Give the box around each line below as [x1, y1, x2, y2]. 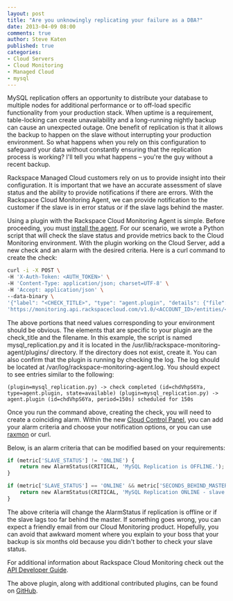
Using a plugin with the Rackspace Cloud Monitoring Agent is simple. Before [7, 217, 225, 225]
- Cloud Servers [7, 56, 54, 63]
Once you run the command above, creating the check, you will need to [7, 408, 212, 416]
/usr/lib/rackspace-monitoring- [132, 340, 221, 349]
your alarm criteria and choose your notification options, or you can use [7, 422, 212, 431]
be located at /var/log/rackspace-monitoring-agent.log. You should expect [7, 363, 221, 371]
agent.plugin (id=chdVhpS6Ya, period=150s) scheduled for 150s [7, 395, 194, 403]
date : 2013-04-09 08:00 [7, 23, 76, 30]
